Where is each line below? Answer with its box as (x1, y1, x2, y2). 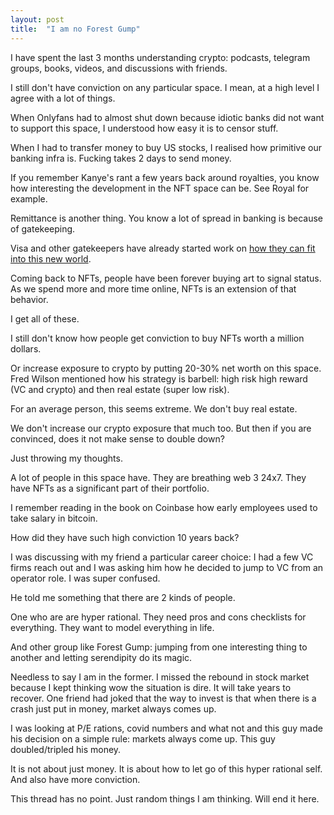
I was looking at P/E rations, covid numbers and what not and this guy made (10, 722, 323, 734)
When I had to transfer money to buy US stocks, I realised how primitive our (10, 141, 322, 153)
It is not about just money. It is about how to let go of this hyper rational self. (10, 762, 323, 775)
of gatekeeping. (10, 222, 76, 235)
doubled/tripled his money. (10, 743, 122, 755)
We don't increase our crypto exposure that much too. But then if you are (10, 422, 312, 434)
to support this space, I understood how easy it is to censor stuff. (10, 122, 279, 134)
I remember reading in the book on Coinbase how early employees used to (10, 501, 318, 513)
